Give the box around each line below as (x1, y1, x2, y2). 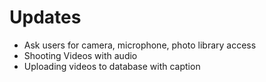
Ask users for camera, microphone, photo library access (23, 39, 257, 51)
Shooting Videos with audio (23, 49, 138, 61)
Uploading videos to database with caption (23, 60, 201, 72)
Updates (9, 6, 82, 29)
